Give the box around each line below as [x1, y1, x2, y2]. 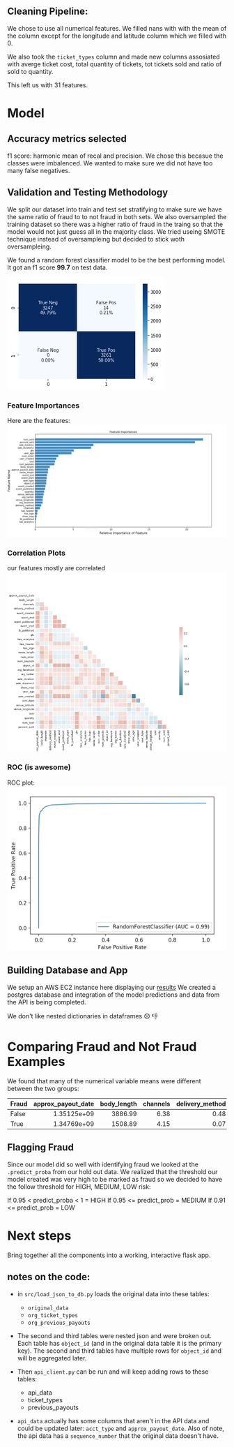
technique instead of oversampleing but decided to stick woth [7, 235, 185, 243]
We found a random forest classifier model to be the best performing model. [7, 255, 226, 264]
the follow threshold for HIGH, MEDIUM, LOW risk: [7, 1182, 151, 1191]
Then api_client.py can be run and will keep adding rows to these [17, 1367, 209, 1376]
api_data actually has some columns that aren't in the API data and [17, 1416, 210, 1425]
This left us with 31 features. [7, 80, 88, 89]
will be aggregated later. [17, 1353, 87, 1362]
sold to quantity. [7, 67, 54, 75]
